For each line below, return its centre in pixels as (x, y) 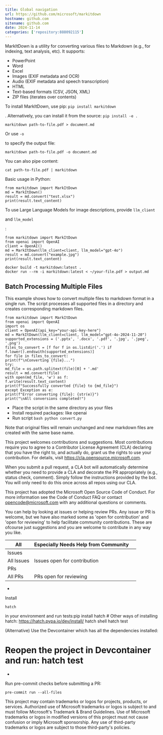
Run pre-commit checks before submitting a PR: (53, 683)
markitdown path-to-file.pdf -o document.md (51, 152)
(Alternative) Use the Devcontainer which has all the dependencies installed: (81, 630)
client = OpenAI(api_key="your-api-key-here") (53, 330)
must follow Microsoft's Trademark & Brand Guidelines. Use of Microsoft (78, 712)
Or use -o (15, 134)
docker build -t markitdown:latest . (43, 267)
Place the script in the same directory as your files (62, 408)
